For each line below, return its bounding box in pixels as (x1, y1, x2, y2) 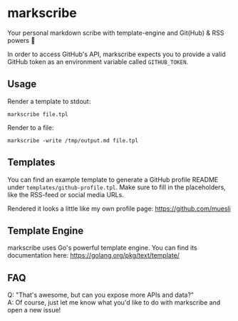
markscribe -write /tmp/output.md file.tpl (7, 137, 139, 144)
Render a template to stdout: (7, 97, 91, 105)
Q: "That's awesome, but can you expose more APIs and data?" (7, 290, 195, 300)
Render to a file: (7, 123, 54, 132)
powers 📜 (7, 36, 36, 44)
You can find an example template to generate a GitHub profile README (7, 175, 219, 184)
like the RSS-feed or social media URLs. (7, 190, 125, 199)
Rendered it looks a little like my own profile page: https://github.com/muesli (7, 204, 232, 213)
